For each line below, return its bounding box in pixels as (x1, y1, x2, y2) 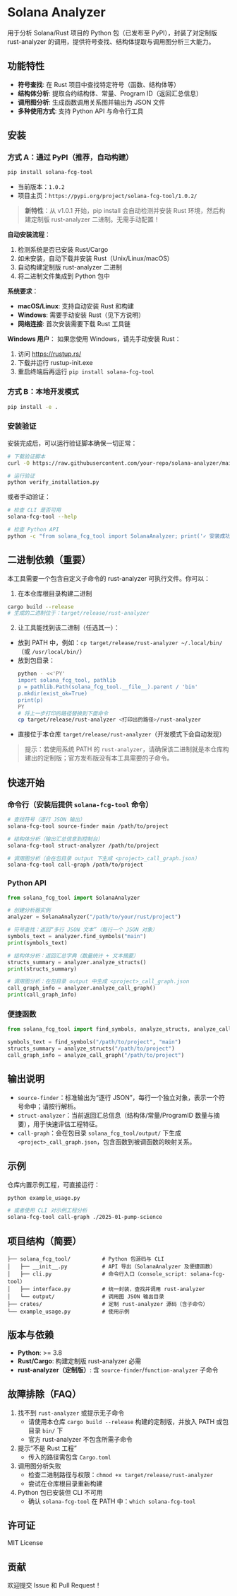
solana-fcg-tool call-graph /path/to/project (7, 861, 143, 869)
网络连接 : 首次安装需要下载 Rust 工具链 (17, 320, 130, 328)
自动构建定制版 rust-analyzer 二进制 (17, 263, 122, 272)
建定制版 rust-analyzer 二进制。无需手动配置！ (24, 215, 160, 224)
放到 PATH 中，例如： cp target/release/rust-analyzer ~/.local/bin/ (17, 638, 223, 647)
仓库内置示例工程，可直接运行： (7, 1180, 100, 1189)
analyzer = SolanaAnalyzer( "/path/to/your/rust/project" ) (7, 913, 181, 920)
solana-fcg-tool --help (7, 514, 78, 521)
